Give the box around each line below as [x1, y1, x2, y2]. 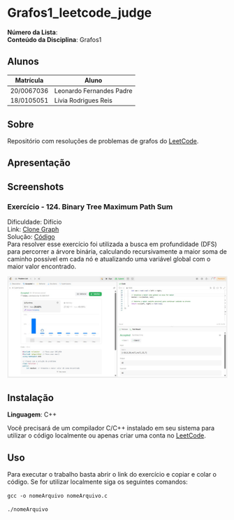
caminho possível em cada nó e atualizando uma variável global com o [7, 255, 211, 263]
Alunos [7, 56, 40, 68]
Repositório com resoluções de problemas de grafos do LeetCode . [7, 137, 199, 145]
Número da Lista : [7, 28, 58, 36]
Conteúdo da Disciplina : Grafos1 [7, 35, 102, 43]
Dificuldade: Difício [7, 218, 62, 226]
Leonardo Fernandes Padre [54, 86, 133, 95]
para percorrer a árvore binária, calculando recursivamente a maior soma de [7, 247, 227, 256]
